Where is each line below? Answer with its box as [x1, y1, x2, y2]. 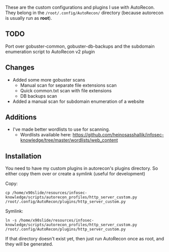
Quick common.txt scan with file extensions [20, 87, 112, 93]
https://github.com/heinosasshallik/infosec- [73, 132, 164, 138]
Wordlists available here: [20, 132, 72, 138]
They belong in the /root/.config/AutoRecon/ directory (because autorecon [5, 10, 164, 16]
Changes [5, 63, 35, 72]
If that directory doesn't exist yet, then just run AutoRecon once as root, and [5, 236, 164, 242]
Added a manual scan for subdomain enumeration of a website [12, 98, 145, 104]
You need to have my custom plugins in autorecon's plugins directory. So [5, 165, 158, 171]
